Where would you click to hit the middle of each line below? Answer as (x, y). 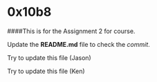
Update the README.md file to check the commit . (78, 44)
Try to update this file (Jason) (49, 58)
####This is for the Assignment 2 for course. (71, 31)
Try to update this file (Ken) (46, 71)
